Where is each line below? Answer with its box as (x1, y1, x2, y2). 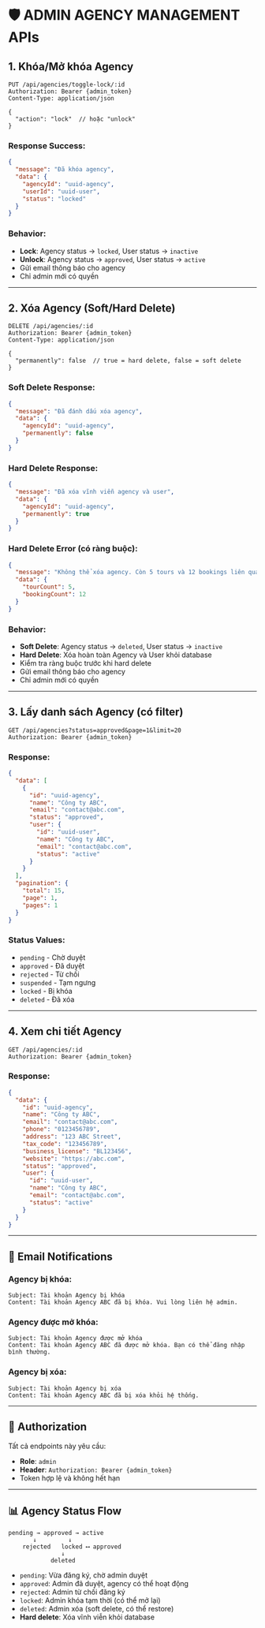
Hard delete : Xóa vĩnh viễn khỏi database (19, 1612, 155, 1622)
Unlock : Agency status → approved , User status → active (19, 254, 206, 264)
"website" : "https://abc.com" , (22, 1155, 125, 1163)
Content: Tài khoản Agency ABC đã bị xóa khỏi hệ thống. (8, 1391, 200, 1399)
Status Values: (8, 935, 65, 946)
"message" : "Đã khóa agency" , (15, 166, 114, 174)
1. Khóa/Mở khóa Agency (8, 60, 134, 73)
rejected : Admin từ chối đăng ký (19, 1587, 126, 1597)
